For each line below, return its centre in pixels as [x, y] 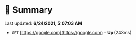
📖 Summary [29, 10]
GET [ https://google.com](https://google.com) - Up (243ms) [71, 32]
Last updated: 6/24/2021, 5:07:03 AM [44, 23]
